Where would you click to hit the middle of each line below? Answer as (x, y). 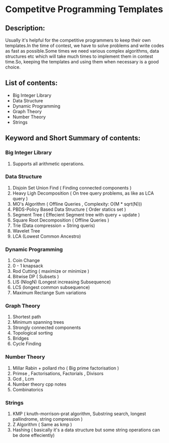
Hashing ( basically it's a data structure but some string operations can (86, 430)
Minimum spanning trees (38, 322)
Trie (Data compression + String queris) (54, 225)
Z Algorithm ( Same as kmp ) (42, 424)
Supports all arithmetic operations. (48, 164)
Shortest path (27, 317)
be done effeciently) (34, 435)
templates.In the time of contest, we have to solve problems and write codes (85, 46)
